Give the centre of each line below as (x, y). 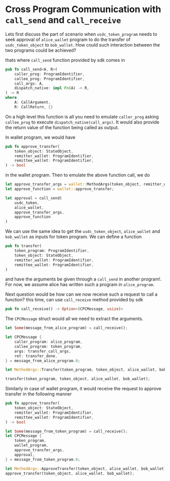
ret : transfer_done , (36, 356)
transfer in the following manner (38, 394)
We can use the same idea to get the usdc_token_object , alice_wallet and (83, 231)
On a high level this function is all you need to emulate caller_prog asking (82, 116)
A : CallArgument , (33, 102)
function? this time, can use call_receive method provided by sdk (74, 300)
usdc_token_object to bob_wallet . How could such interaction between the (83, 45)
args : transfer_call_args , (43, 351)
